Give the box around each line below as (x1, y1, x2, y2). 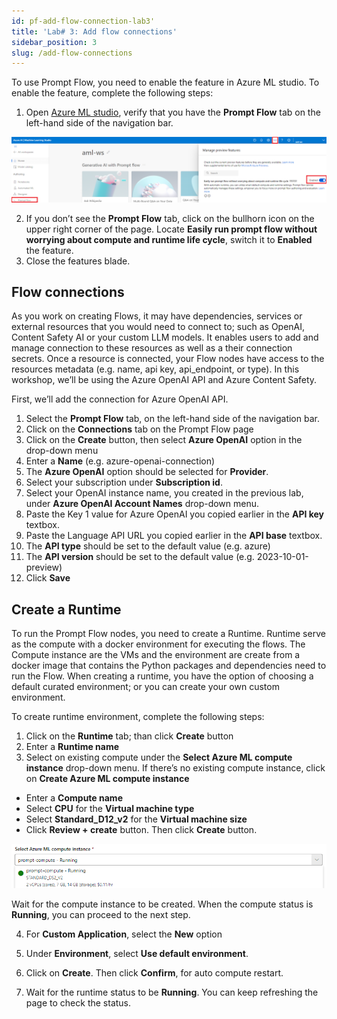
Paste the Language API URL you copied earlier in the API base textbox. (25, 530, 323, 542)
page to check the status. (25, 996, 132, 1009)
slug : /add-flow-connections (11, 48, 133, 58)
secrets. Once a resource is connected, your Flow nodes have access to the (11, 353, 325, 365)
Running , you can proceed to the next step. (11, 908, 191, 920)
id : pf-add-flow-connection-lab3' (11, 16, 156, 26)
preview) (25, 561, 63, 574)
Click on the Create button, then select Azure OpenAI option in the (25, 434, 303, 446)
